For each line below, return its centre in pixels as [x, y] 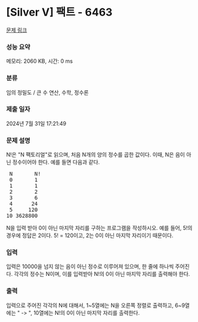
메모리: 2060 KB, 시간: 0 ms [40, 61]
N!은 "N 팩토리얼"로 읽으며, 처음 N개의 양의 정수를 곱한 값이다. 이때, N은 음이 [96, 155]
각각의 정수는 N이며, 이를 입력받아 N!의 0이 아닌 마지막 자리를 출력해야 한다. [102, 274]
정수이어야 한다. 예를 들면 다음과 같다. [56, 162]
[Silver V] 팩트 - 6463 [59, 12]
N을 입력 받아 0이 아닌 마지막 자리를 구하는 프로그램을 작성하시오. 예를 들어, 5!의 [99, 228]
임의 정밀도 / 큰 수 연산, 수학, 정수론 [47, 92]
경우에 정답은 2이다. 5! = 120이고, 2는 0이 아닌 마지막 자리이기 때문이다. [90, 236]
